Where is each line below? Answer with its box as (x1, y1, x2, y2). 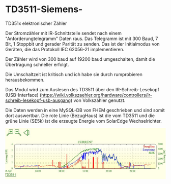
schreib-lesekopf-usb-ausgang (5, 97, 71, 103)
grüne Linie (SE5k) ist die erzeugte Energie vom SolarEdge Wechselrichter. (5, 118, 162, 124)
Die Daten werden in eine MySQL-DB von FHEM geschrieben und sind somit (5, 107, 165, 113)
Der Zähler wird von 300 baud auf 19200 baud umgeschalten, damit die (5, 56, 155, 62)
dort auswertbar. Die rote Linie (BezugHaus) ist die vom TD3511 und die (5, 113, 155, 119)
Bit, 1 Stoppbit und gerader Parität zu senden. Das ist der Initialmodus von (5, 41, 160, 47)
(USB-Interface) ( (5, 92, 42, 98)
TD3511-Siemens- (5, 4, 83, 15)
